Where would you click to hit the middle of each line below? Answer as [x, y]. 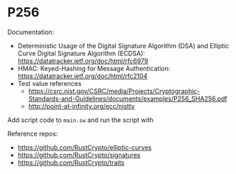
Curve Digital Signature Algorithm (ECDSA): [81, 53]
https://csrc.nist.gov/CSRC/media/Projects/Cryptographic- [114, 91]
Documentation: [31, 32]
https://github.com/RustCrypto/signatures [79, 155]
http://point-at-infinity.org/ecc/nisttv [81, 106]
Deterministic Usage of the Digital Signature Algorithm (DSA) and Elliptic [123, 45]
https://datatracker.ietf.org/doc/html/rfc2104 [82, 76]
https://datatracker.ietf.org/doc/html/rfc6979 [83, 60]
